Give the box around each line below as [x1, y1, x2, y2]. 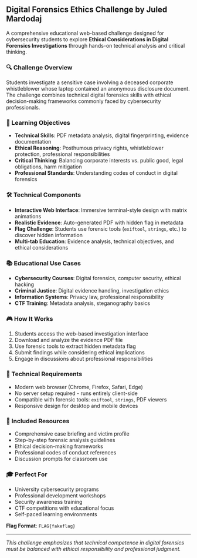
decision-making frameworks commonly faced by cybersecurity [6, 98, 161, 105]
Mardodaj [6, 14, 42, 24]
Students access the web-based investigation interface [14, 330, 148, 337]
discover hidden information [14, 231, 83, 238]
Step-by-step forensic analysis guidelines [14, 436, 116, 443]
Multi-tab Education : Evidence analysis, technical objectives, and [14, 238, 174, 245]
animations [14, 212, 42, 220]
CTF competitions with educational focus [14, 504, 114, 511]
